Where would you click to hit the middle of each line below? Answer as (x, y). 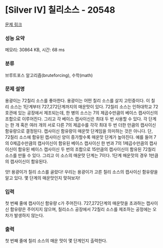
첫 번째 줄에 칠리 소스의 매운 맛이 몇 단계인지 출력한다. (56, 241)
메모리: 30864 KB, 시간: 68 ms (35, 50)
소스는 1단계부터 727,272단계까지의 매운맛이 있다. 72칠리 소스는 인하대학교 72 (84, 106)
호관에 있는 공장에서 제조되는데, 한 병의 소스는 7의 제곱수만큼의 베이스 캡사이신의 (81, 113)
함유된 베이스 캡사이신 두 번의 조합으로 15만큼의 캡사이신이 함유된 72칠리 (87, 149)
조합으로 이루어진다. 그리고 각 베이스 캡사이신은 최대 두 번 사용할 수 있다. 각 (76, 119)
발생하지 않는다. (29, 215)
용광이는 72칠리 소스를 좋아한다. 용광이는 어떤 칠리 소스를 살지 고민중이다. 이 (78, 100)
